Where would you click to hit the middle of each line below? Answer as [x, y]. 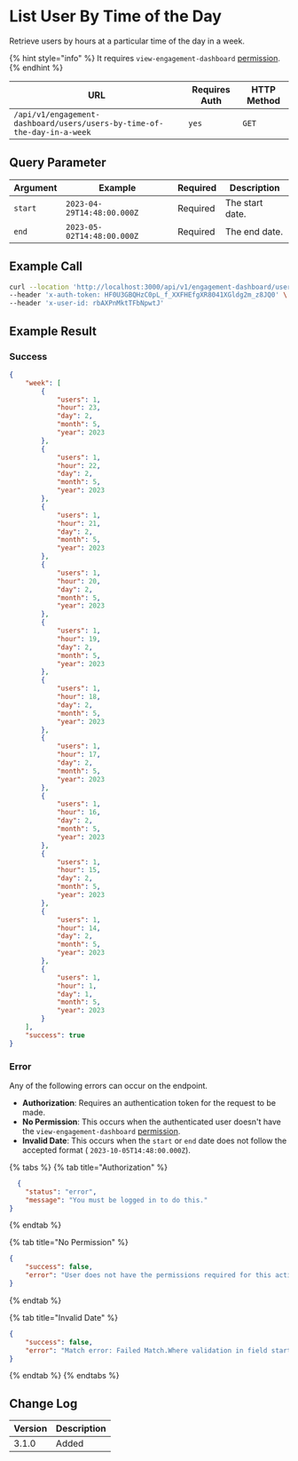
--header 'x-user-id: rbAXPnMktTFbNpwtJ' [87, 304]
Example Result [53, 331]
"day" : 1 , [74, 994]
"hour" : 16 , [78, 813]
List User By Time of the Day [115, 16]
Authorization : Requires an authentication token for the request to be [149, 1102]
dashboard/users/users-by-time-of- [89, 123]
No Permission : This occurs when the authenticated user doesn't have [151, 1122]
